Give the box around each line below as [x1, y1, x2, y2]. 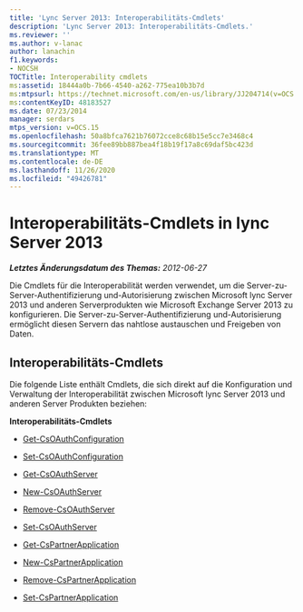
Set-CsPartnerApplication [22, 592, 119, 603]
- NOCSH [9, 65, 39, 74]
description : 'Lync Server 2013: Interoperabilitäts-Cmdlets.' [9, 22, 254, 31]
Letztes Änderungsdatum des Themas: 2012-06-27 [9, 263, 208, 274]
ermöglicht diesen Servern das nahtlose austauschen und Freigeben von [9, 319, 281, 330]
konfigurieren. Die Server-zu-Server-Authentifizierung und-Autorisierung [9, 309, 282, 320]
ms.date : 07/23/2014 [9, 106, 88, 115]
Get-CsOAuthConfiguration [22, 434, 124, 444]
